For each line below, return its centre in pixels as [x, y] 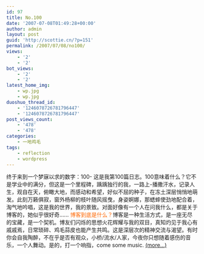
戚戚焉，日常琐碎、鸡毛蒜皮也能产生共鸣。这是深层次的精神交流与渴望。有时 [102, 230]
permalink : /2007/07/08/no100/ [46, 46]
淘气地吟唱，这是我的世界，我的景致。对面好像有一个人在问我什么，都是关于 [102, 207]
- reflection [34, 153]
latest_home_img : [28, 86]
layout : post [23, 35]
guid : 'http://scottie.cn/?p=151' [50, 40]
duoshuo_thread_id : [31, 102]
